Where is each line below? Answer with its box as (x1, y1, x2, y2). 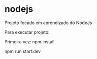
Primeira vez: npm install (4, 38, 55, 45)
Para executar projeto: (4, 29, 50, 35)
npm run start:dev (4, 48, 41, 54)
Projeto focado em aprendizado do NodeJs (4, 20, 92, 26)
